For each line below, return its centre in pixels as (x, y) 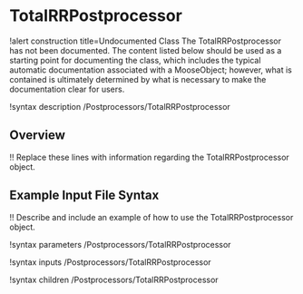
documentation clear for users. (67, 89)
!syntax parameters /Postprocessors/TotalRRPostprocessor (120, 244)
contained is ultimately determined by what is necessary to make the (138, 79)
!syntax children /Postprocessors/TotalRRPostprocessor (114, 279)
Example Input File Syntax (84, 196)
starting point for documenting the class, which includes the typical (135, 60)
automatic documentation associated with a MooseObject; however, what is (151, 70)
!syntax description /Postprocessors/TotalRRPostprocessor (120, 106)
